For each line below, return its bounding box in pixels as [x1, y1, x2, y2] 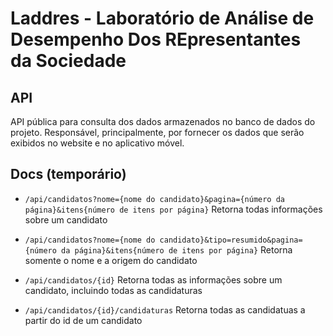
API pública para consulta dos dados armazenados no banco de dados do [10, 116, 316, 127]
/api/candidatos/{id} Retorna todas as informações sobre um [24, 273, 283, 286]
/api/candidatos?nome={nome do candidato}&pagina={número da [24, 194, 286, 204]
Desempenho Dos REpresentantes [10, 28, 302, 51]
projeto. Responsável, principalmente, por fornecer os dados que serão [10, 127, 305, 138]
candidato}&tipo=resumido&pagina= [159, 235, 303, 245]
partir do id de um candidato [24, 314, 143, 326]
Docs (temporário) [10, 166, 127, 183]
